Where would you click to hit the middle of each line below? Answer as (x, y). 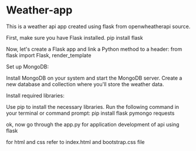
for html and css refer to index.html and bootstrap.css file (75, 142)
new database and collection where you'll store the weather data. (85, 84)
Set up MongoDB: (28, 66)
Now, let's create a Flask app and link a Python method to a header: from (94, 49)
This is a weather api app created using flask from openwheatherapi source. (98, 26)
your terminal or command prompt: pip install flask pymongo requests (90, 113)
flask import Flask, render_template (49, 55)
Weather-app (39, 10)
